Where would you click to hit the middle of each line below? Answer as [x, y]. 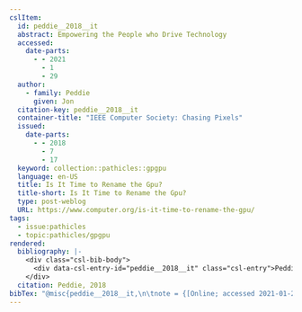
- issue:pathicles [52, 227]
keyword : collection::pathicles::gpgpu [92, 168]
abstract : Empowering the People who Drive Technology [122, 34]
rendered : [28, 244]
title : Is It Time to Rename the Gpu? [90, 185]
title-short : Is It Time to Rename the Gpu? [102, 193]
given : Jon [53, 101]
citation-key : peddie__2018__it [78, 110]
